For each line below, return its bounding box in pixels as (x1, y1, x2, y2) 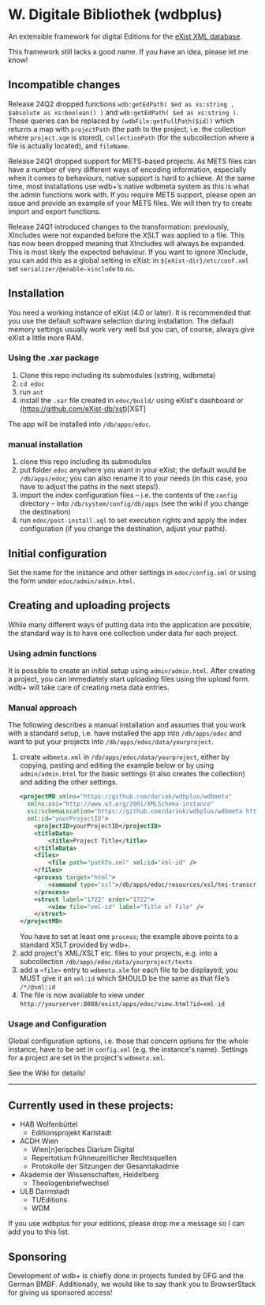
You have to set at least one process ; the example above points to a (19, 932, 239, 941)
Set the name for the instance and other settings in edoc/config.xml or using (8, 567, 256, 577)
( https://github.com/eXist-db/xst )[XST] (19, 404, 147, 413)
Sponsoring (8, 1250, 67, 1263)
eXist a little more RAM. (8, 333, 84, 342)
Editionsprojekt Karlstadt (31, 1128, 112, 1138)
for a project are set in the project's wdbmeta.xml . (8, 1053, 166, 1063)
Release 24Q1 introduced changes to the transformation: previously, (8, 222, 230, 231)
